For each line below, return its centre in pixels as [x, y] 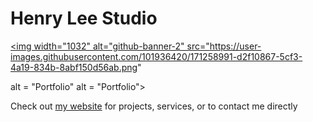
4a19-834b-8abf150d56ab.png [74, 67]
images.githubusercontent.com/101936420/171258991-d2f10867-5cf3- [156, 56]
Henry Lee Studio [84, 18]
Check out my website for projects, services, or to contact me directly [154, 106]
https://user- [235, 46]
